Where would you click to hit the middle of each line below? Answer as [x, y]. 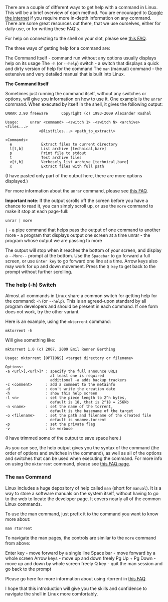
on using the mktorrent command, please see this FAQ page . [68, 464]
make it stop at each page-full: [37, 211]
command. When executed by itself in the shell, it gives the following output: [84, 104]
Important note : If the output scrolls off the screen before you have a [77, 200]
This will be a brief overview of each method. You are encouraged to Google [84, 13]
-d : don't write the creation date [60, 389]
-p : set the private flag [50, 424]
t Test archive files [46, 158]
